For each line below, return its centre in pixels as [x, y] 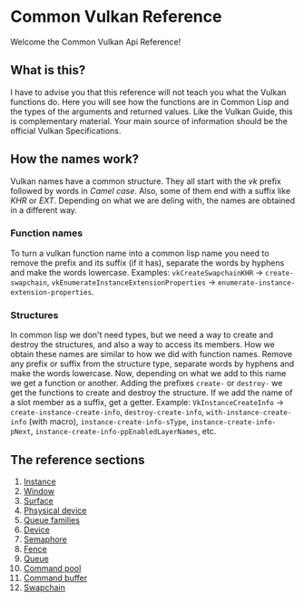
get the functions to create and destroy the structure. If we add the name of [152, 393]
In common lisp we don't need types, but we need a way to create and [142, 335]
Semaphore [45, 539]
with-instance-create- [249, 413]
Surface [38, 500]
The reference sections [78, 460]
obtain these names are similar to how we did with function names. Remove [152, 354]
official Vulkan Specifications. [66, 131]
